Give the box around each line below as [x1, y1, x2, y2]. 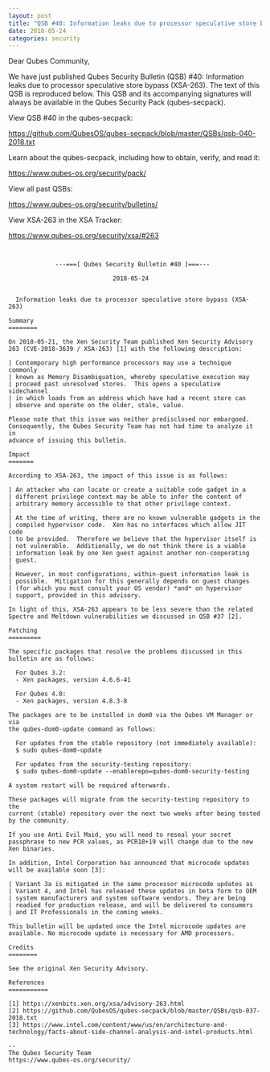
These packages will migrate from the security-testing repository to [8, 796, 250, 804]
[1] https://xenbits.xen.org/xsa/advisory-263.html [8, 1000, 185, 1008]
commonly [8, 366, 38, 374]
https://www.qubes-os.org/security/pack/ [8, 168, 147, 178]
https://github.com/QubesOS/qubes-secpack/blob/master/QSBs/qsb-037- [22, 1007, 261, 1015]
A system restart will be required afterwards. [8, 781, 171, 790]
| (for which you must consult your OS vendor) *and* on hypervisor [8, 584, 243, 592]
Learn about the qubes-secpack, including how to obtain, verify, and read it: [8, 153, 260, 163]
